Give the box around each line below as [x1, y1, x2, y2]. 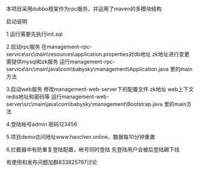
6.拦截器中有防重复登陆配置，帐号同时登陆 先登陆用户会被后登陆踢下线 [6, 146, 180, 153]
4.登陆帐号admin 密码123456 [6, 121, 78, 128]
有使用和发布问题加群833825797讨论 [6, 158, 97, 166]
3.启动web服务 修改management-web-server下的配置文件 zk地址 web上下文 [6, 86, 194, 92]
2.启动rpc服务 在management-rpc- [6, 43, 93, 50]
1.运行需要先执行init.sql [6, 30, 63, 38]
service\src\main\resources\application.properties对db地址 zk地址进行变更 [6, 51, 190, 58]
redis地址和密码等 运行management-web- [6, 93, 109, 100]
